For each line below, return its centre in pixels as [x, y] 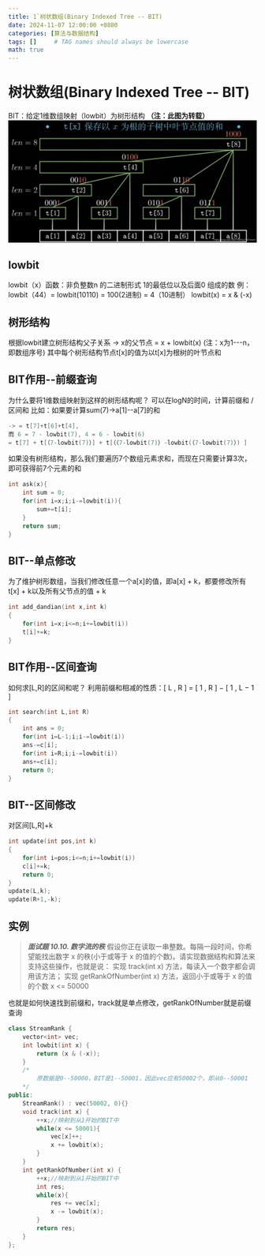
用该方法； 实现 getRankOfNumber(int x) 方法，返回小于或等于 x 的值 [140, 976]
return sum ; [42, 526]
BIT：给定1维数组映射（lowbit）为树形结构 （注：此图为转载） [109, 116]
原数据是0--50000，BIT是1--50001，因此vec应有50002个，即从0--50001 [142, 1078]
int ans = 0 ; [44, 729]
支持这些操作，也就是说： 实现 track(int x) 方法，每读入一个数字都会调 [142, 966]
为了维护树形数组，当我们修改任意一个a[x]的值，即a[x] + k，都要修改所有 [127, 581]
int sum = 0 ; [44, 493]
